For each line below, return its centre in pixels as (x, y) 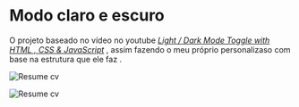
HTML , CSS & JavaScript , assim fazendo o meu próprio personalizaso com (150, 49)
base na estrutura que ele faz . (66, 59)
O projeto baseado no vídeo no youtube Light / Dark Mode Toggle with (140, 40)
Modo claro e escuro (87, 16)
